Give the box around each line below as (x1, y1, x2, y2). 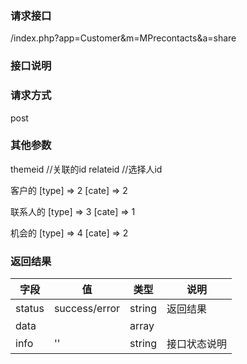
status (15, 302, 45, 316)
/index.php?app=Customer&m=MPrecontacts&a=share (10, 32, 237, 44)
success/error (53, 302, 121, 316)
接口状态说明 (166, 337, 228, 351)
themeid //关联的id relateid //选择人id (10, 163, 163, 175)
